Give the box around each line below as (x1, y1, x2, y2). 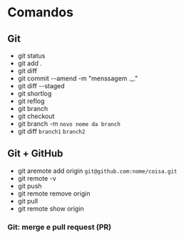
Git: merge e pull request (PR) (7, 222, 112, 232)
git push (17, 181, 42, 190)
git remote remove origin (17, 189, 91, 198)
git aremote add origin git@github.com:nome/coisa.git (17, 166, 178, 175)
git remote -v (17, 174, 56, 182)
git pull (17, 196, 38, 205)
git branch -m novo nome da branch (17, 119, 121, 128)
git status (17, 51, 46, 60)
